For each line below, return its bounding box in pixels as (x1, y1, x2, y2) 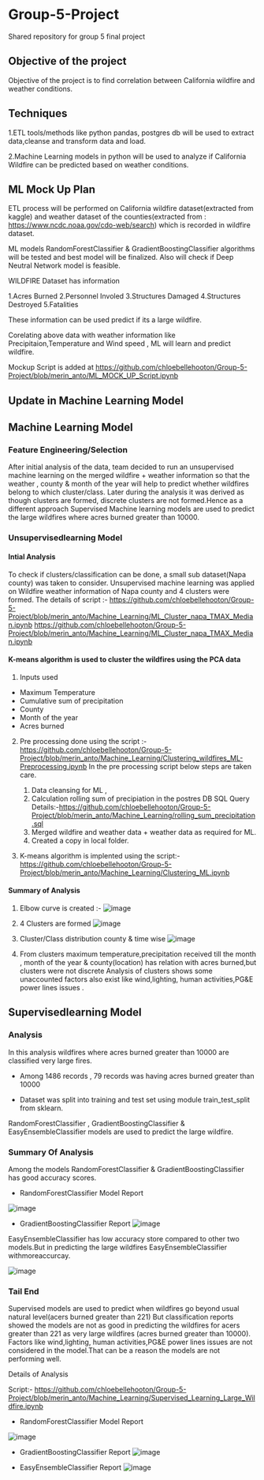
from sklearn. (19, 1103, 64, 1113)
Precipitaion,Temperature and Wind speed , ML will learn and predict (8, 339, 231, 348)
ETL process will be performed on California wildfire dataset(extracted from (8, 204, 254, 213)
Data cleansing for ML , (31, 785, 108, 794)
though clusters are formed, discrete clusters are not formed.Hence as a (8, 496, 244, 505)
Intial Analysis (8, 551, 56, 562)
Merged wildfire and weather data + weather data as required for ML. (31, 827, 257, 836)
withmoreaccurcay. (8, 1250, 71, 1260)
